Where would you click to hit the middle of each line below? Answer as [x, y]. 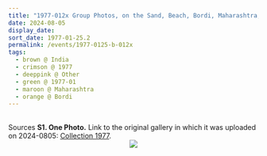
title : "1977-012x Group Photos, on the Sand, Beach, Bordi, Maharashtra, [135, 15]
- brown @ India [42, 60]
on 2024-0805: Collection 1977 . [60, 136]
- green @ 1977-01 [46, 82]
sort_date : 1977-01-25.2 [49, 38]
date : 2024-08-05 [37, 23]
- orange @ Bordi [44, 97]
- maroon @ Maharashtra [54, 89]
